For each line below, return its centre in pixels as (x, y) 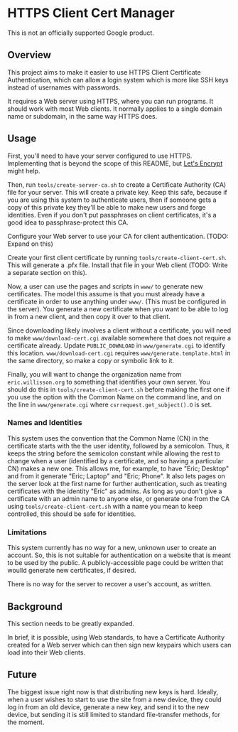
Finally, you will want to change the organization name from (94, 374)
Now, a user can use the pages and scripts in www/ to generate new (106, 286)
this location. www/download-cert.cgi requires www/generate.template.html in (119, 352)
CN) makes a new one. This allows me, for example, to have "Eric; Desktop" (118, 468)
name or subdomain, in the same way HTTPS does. (82, 116)
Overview (29, 55)
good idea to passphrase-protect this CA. (68, 222)
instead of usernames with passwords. (64, 87)
